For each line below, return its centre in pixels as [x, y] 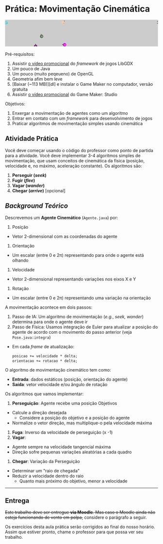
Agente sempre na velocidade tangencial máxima [61, 447]
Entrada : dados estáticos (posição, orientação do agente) [70, 379]
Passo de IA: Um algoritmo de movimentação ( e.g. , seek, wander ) [78, 316]
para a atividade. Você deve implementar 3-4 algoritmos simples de [73, 155]
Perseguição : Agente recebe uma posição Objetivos [65, 403]
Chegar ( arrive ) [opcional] [39, 190]
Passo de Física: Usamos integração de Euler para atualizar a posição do [85, 327]
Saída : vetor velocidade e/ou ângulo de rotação [60, 384]
